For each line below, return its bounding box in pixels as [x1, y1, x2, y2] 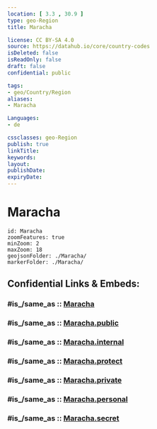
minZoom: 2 [7, 240, 40, 247]
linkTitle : [7, 147, 40, 155]
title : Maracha [7, 23, 52, 30]
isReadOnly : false [7, 56, 62, 64]
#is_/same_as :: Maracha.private [7, 375, 122, 385]
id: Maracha [7, 228, 42, 235]
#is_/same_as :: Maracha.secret [7, 413, 120, 423]
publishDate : [7, 167, 46, 174]
